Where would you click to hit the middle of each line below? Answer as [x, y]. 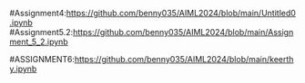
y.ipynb [23, 69]
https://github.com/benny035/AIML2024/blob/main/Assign [183, 32]
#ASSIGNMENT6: [42, 59]
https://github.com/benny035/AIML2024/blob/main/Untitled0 [181, 13]
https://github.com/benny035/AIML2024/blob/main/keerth [184, 59]
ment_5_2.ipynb [39, 41]
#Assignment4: [38, 13]
